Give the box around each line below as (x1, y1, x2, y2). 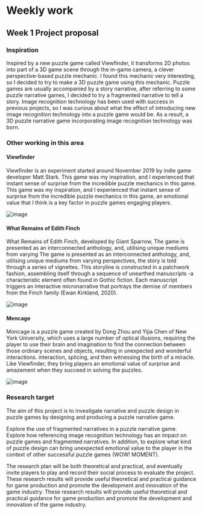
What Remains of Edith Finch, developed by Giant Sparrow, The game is (6, 238, 185, 245)
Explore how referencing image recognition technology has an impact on (6, 431, 187, 439)
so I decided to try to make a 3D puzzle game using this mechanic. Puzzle (6, 78, 190, 86)
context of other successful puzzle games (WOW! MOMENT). (6, 451, 160, 458)
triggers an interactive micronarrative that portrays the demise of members (6, 283, 192, 290)
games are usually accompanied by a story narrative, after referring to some (6, 85, 196, 92)
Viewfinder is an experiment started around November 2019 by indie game (6, 167, 192, 174)
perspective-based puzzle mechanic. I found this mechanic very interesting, (6, 72, 196, 79)
